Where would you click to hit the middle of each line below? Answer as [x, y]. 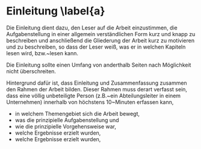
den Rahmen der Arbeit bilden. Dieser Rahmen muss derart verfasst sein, [97, 89]
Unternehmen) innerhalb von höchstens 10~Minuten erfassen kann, [90, 102]
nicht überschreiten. [31, 71]
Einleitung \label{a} [56, 11]
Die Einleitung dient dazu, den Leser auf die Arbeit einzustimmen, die [92, 28]
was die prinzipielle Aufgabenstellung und [67, 120]
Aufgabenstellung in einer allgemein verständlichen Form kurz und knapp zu [101, 34]
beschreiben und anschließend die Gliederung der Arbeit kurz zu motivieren [100, 40]
